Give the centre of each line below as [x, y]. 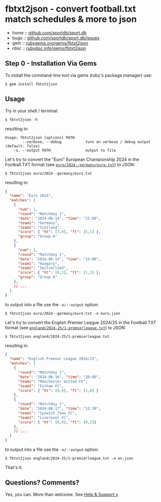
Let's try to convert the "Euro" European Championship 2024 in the [72, 159]
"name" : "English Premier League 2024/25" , [54, 359]
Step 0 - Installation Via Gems [51, 63]
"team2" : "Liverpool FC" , [44, 417]
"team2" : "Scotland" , [40, 227]
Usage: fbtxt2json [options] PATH [40, 138]
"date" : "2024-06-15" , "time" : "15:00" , [59, 259]
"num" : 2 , [28, 250]
